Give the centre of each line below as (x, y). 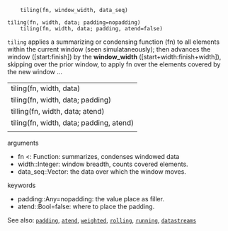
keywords (22, 185)
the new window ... (35, 72)
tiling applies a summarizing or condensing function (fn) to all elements (114, 42)
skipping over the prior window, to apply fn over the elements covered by (114, 64)
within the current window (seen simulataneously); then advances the (109, 49)
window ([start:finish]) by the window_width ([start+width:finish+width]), (114, 57)
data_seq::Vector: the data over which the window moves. (102, 172)
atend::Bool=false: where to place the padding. (86, 206)
